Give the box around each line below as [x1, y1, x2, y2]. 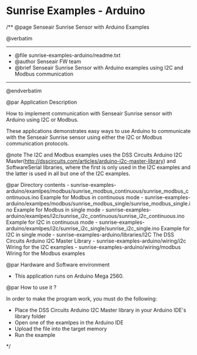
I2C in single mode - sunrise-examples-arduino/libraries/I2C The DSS [6, 231, 174, 238]
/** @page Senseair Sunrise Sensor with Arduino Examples [6, 23, 150, 30]
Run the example [14, 331, 56, 338]
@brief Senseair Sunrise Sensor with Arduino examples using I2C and [14, 64, 184, 71]
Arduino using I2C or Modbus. [6, 116, 79, 123]
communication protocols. [6, 139, 69, 147]
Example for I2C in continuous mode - [6, 219, 98, 226]
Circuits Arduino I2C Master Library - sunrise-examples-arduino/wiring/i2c [6, 237, 186, 244]
